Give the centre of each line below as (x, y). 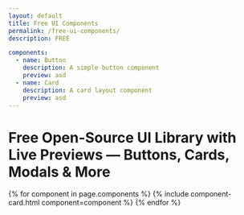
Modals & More (59, 172)
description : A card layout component (87, 90)
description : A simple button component (91, 68)
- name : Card (37, 83)
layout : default (35, 16)
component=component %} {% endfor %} (111, 203)
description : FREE (39, 38)
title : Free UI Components (53, 23)
